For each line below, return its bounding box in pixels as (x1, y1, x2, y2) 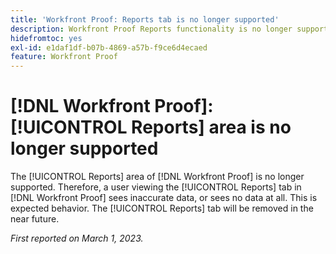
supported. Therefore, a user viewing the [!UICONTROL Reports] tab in (10, 181, 302, 193)
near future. (10, 213, 60, 225)
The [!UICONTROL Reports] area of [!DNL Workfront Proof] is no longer (10, 171, 305, 183)
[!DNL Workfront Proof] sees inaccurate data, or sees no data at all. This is (10, 192, 318, 204)
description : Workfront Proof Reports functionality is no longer (10, 24, 293, 34)
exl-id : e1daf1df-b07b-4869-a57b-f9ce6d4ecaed (10, 42, 208, 53)
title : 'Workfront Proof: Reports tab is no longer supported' (10, 14, 280, 25)
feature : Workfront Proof (10, 52, 118, 62)
